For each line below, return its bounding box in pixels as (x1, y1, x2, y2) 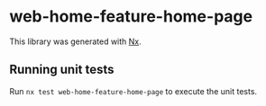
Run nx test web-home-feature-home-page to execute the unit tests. (9, 85, 258, 96)
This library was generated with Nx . (9, 36, 142, 47)
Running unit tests (9, 62, 115, 77)
